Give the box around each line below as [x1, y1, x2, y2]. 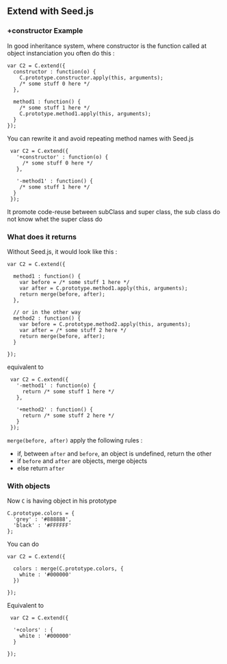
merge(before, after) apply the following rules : [7, 436, 143, 444]
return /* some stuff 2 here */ [22, 412, 115, 419]
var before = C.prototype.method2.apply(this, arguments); [19, 320, 191, 328]
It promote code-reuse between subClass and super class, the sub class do [7, 207, 221, 215]
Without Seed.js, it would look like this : [7, 247, 118, 256]
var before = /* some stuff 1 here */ [19, 278, 130, 285]
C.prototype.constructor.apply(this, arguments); [19, 74, 164, 81]
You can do [7, 540, 40, 548]
